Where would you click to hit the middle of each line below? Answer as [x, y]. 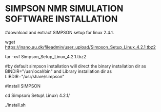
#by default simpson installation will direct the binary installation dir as [76, 66]
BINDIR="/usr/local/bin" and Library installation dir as [59, 71]
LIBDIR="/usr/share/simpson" [35, 76]
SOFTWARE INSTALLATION [61, 19]
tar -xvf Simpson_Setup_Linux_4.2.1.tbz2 [46, 56]
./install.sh [15, 105]
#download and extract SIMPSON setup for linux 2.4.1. [60, 32]
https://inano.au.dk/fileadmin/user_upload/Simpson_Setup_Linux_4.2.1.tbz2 [80, 47]
